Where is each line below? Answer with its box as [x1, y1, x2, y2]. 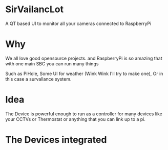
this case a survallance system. [5, 76, 72, 82]
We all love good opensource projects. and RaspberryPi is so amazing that [5, 55, 162, 61]
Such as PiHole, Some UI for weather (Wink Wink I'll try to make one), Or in [5, 70, 163, 77]
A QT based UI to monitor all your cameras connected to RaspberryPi [5, 20, 152, 27]
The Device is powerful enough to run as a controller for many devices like [5, 111, 162, 117]
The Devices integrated [5, 134, 107, 145]
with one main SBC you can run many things [5, 60, 99, 67]
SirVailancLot [5, 4, 64, 15]
